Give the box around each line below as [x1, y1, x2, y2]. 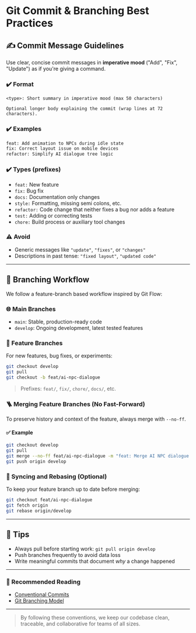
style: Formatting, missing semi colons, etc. [14, 199, 121, 207]
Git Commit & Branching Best [6, 4, 150, 18]
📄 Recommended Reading [6, 577, 80, 586]
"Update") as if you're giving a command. [6, 66, 106, 72]
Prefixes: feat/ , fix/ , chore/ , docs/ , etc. [20, 385, 117, 392]
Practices [6, 16, 54, 30]
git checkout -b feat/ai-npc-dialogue [6, 374, 100, 380]
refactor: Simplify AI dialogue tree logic [6, 151, 114, 157]
